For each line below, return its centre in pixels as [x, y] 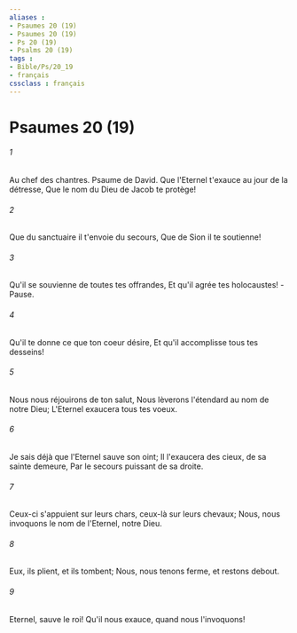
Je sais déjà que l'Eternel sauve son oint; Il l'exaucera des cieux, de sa [138, 457]
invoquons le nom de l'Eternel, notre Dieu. [86, 524]
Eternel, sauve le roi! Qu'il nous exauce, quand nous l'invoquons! [127, 619]
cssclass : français [47, 83]
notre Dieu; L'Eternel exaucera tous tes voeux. [93, 408]
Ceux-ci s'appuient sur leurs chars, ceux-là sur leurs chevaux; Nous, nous [145, 514]
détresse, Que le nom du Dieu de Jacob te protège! [103, 190]
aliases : [27, 17]
